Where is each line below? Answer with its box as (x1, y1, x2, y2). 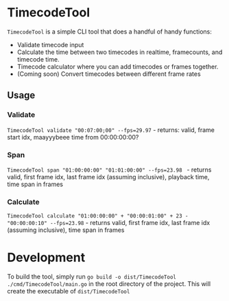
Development (7, 250, 86, 265)
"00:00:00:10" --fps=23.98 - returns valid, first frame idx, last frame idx (7, 219, 210, 227)
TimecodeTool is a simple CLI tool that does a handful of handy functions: (7, 27, 213, 36)
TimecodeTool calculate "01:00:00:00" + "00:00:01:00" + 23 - (7, 213, 189, 220)
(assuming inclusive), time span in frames (7, 226, 125, 234)
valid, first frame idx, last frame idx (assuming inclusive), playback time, (7, 172, 210, 181)
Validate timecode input (16, 40, 84, 49)
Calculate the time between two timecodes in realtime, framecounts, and (16, 48, 223, 56)
